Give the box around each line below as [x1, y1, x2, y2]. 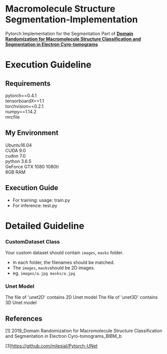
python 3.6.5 [5, 158, 32, 164]
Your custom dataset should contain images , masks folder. [5, 250, 124, 256]
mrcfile [5, 114, 20, 120]
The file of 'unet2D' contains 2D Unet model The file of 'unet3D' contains [5, 294, 158, 300]
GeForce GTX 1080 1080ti [5, 163, 59, 169]
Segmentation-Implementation [5, 14, 138, 25]
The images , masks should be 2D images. [12, 265, 95, 271]
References [5, 314, 43, 323]
